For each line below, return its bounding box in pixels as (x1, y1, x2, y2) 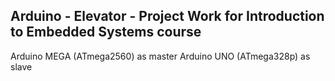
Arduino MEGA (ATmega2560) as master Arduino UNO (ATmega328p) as (10, 50, 311, 62)
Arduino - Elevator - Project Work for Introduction (10, 8, 325, 25)
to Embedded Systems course (10, 24, 202, 41)
